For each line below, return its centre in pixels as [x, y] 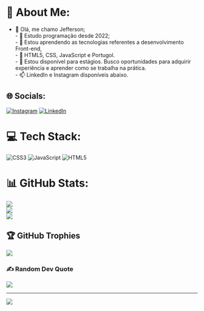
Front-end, [29, 49]
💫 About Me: [38, 12]
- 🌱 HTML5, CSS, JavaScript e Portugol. [65, 55]
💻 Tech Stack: [44, 136]
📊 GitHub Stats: [48, 183]
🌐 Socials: [26, 96]
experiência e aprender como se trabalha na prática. [81, 68]
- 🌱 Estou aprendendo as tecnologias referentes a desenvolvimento [99, 42]
